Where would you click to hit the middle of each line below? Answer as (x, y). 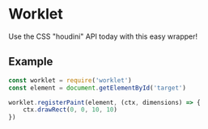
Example (31, 62)
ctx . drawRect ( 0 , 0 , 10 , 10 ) (70, 110)
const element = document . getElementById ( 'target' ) (97, 88)
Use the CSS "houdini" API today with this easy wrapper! (103, 36)
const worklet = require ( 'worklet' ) (70, 80)
